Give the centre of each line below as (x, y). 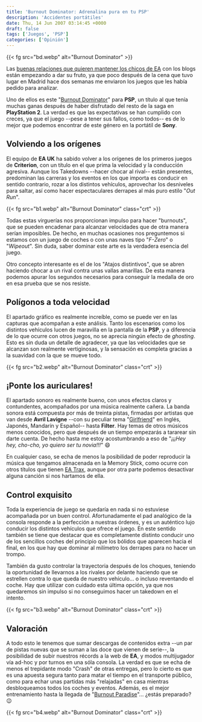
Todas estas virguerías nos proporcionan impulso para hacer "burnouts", (96, 220)
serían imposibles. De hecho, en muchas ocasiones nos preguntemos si (96, 233)
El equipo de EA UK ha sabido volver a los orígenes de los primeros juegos (99, 159)
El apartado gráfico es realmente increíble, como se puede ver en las (92, 316)
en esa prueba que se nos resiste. (48, 283)
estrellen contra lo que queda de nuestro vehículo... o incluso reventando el (100, 579)
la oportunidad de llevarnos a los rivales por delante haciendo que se (92, 573)
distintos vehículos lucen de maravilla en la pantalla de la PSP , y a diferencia (101, 330)
